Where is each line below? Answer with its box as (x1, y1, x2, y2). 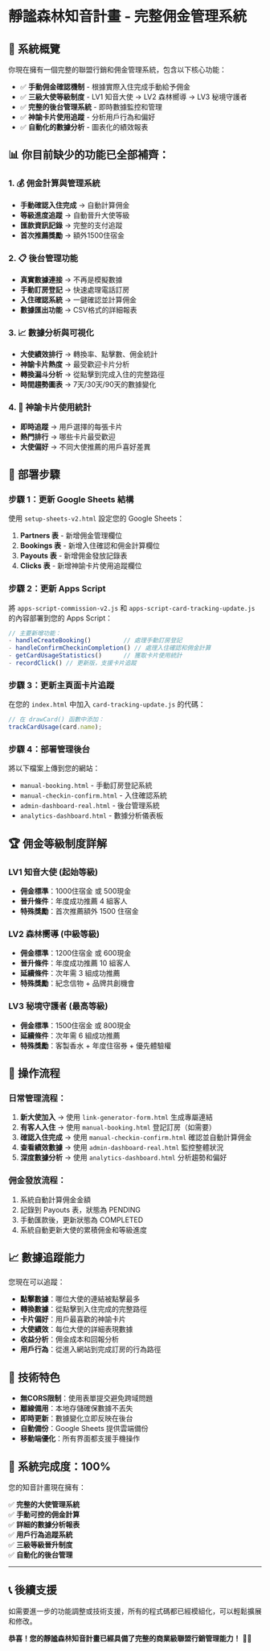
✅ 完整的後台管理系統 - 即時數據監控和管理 (19, 102, 162, 111)
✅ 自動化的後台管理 (8, 1549, 73, 1559)
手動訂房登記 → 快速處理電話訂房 (19, 284, 130, 294)
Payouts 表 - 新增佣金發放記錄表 (19, 551, 128, 561)
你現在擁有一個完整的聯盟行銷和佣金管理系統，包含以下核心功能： (8, 65, 227, 74)
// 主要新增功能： (8, 629, 62, 637)
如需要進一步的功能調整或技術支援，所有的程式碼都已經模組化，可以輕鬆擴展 (8, 1606, 262, 1616)
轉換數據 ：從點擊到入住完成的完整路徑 (19, 1305, 147, 1314)
